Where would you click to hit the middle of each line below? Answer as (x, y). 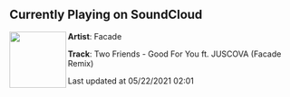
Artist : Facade (95, 36)
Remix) (81, 63)
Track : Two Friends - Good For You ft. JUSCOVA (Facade (174, 54)
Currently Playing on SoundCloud (106, 15)
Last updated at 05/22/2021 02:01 (131, 81)
